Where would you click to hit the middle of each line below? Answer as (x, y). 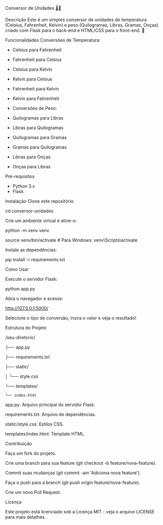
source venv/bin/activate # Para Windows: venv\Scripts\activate (71, 240)
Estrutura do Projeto (26, 328)
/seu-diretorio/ (20, 337)
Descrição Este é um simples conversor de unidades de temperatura (76, 20)
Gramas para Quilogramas (39, 147)
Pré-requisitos (20, 176)
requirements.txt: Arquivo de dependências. (51, 414)
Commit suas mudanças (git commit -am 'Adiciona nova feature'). (73, 473)
